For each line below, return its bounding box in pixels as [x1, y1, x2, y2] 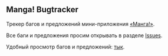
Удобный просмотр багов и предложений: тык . [6, 43, 125, 50]
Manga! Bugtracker [6, 5, 78, 15]
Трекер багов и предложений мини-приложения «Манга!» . [6, 20, 155, 27]
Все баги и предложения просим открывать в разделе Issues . [6, 32, 163, 39]
